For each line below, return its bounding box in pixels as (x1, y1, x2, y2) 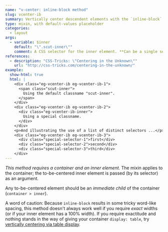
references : (5, 53, 30, 59)
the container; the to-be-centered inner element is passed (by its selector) (5, 170, 158, 176)
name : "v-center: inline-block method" (5, 7, 88, 12)
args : (5, 35, 16, 40)
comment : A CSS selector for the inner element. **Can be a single (14, 49, 157, 54)
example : (5, 68, 23, 73)
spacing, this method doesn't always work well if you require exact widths (5, 205, 158, 211)
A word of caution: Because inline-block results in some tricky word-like (5, 200, 156, 206)
